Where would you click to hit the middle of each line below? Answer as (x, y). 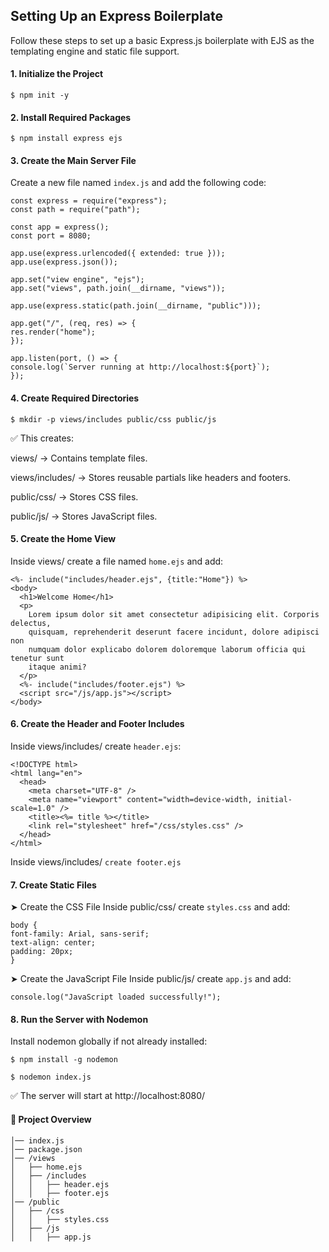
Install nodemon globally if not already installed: (109, 1041)
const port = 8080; (51, 236)
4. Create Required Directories (75, 398)
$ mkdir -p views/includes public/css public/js (113, 419)
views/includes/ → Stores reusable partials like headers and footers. (151, 477)
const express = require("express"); (89, 201)
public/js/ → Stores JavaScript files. (84, 516)
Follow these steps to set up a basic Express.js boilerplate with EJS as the (162, 40)
